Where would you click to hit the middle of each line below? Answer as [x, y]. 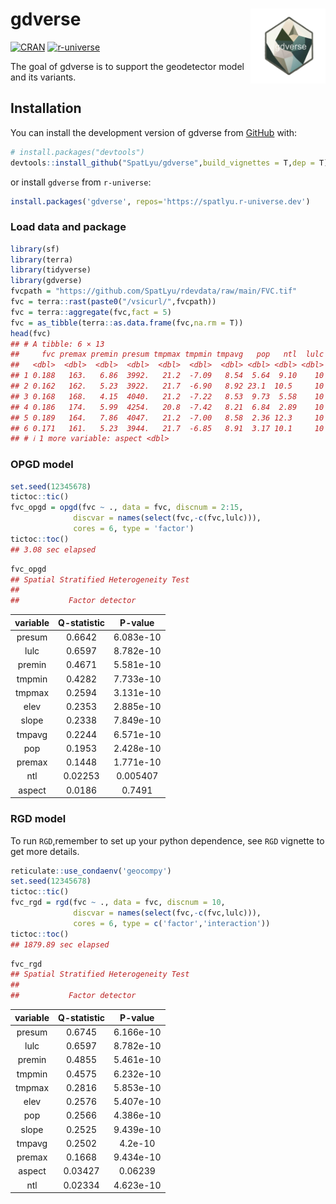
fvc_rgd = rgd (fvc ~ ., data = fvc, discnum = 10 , [118, 903]
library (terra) [42, 259]
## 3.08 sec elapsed [53, 549]
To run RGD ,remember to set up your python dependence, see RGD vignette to [167, 840]
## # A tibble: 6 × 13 [57, 344]
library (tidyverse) [51, 270]
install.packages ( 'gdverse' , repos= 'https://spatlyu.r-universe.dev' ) [160, 201]
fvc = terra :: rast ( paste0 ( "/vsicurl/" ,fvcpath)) [113, 302]
